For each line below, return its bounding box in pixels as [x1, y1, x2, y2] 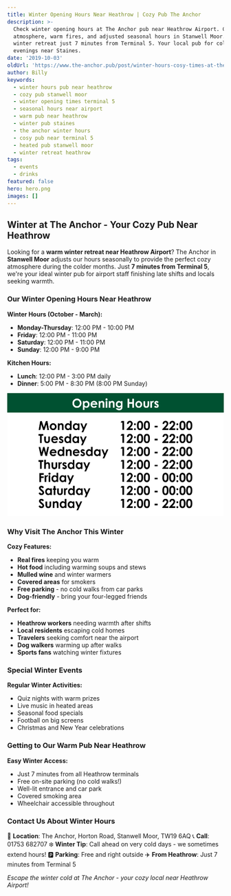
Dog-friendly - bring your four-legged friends [16, 593, 148, 601]
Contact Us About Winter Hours [7, 816, 115, 826]
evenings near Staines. [13, 47, 81, 54]
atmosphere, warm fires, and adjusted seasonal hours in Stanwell [13, 33, 208, 40]
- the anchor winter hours [13, 127, 91, 134]
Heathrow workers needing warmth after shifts [16, 619, 151, 628]
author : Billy [7, 69, 48, 76]
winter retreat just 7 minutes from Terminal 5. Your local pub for [13, 40, 214, 47]
